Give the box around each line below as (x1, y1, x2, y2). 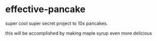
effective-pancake (5, 4, 86, 15)
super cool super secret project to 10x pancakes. (5, 20, 108, 26)
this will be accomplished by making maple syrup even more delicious (5, 30, 152, 36)
